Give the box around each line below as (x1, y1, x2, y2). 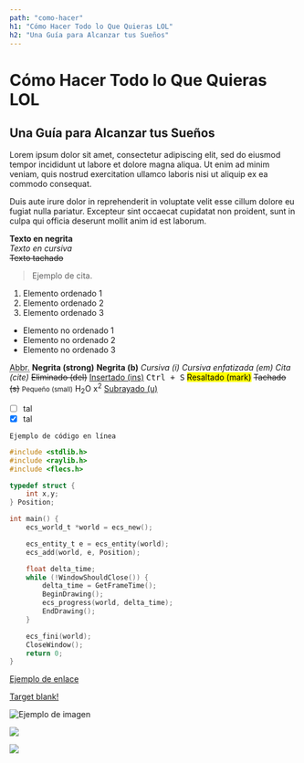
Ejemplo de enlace (9, 674, 79, 685)
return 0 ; (26, 649, 64, 658)
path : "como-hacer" (9, 13, 84, 23)
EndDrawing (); (42, 607, 96, 616)
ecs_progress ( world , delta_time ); (42, 599, 173, 608)
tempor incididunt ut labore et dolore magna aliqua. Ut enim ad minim (9, 159, 270, 170)
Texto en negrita (9, 234, 73, 245)
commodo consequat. (9, 179, 92, 190)
